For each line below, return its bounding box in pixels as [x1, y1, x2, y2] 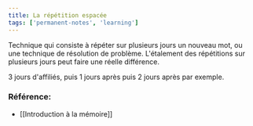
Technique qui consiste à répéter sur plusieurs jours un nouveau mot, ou [8, 40, 243, 49]
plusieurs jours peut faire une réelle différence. [8, 56, 159, 67]
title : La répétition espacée [8, 11, 108, 20]
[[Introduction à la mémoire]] [19, 109, 113, 118]
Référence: [8, 92, 52, 103]
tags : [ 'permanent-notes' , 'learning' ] [8, 19, 139, 27]
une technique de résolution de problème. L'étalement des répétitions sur [8, 49, 246, 58]
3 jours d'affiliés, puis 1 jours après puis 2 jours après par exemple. [8, 72, 225, 81]
